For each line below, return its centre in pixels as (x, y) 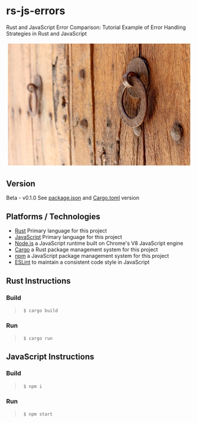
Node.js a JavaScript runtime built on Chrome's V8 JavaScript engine (99, 243)
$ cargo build (41, 311)
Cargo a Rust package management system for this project (86, 250)
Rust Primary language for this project (61, 231)
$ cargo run (38, 338)
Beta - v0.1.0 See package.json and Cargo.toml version (73, 198)
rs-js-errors (36, 11)
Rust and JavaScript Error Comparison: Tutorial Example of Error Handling (96, 27)
